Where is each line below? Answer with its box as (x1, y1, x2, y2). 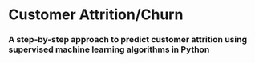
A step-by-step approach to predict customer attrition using (8, 34, 247, 45)
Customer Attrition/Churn (8, 6, 184, 24)
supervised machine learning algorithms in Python (8, 44, 210, 55)
